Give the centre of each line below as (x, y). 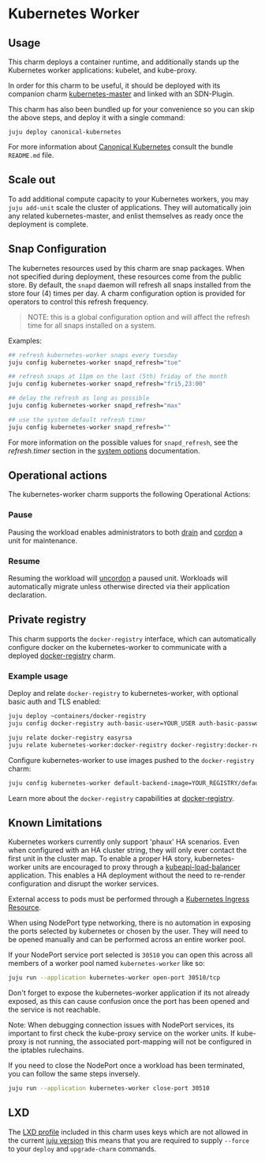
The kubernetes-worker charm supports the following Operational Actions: (129, 494)
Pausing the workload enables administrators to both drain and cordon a (125, 532)
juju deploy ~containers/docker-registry (77, 716)
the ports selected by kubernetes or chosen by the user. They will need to (128, 931)
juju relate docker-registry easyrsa (70, 738)
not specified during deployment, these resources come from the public (125, 276)
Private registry (47, 620)
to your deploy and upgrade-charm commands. (82, 1148)
